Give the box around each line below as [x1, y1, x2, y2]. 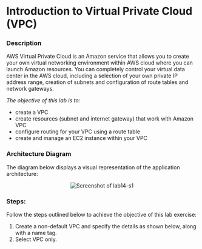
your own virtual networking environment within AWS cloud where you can [6, 59, 193, 66]
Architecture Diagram [6, 150, 72, 158]
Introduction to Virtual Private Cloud [6, 4, 193, 18]
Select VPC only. [15, 236, 58, 243]
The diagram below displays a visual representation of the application [6, 163, 180, 171]
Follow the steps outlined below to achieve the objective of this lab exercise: [6, 211, 197, 219]
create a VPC [15, 108, 49, 116]
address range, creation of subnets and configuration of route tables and [6, 79, 189, 86]
